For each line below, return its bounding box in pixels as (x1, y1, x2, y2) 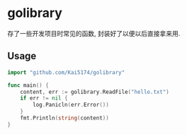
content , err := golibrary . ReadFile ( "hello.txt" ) (20, 88, 170, 95)
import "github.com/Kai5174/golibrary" (7, 69, 125, 76)
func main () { (7, 81, 50, 89)
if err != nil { (20, 95, 69, 102)
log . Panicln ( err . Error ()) (33, 101, 110, 109)
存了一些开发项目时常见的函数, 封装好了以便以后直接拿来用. (7, 29, 181, 37)
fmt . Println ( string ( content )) (20, 115, 110, 122)
